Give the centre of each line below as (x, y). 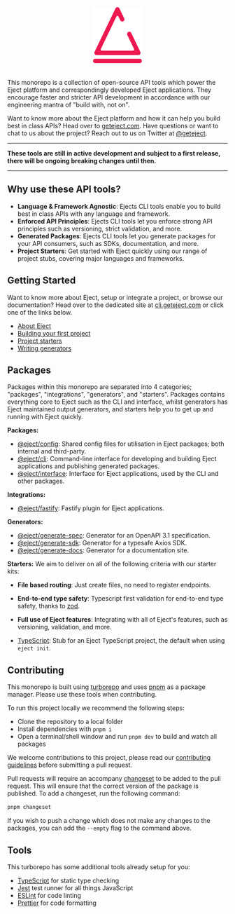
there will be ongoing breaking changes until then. (82, 161)
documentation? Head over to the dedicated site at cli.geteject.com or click (115, 305)
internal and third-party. (52, 451)
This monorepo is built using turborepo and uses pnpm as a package (107, 687)
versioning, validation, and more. (64, 627)
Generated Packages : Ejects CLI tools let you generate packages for (116, 236)
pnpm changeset (29, 807)
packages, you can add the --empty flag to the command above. (100, 828)
